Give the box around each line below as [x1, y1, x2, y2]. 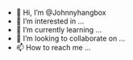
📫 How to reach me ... [15, 43, 91, 52]
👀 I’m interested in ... [15, 16, 85, 26]
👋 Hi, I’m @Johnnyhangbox [15, 8, 106, 17]
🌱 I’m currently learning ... [15, 25, 102, 34]
